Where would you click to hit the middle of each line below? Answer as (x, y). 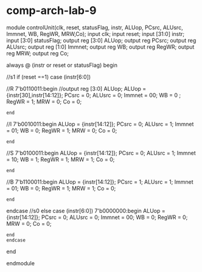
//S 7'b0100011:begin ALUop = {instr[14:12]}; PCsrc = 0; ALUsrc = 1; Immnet (101, 153)
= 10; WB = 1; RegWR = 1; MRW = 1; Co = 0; (61, 159)
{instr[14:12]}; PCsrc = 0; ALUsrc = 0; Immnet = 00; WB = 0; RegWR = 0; (97, 217)
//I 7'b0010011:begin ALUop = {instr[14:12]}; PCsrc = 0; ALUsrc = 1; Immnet (100, 124)
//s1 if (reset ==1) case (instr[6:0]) (49, 77)
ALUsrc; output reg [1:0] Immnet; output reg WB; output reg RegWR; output (100, 47)
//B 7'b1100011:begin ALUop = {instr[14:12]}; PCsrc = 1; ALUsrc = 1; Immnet (100, 182)
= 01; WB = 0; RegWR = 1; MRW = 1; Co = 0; (61, 188)
